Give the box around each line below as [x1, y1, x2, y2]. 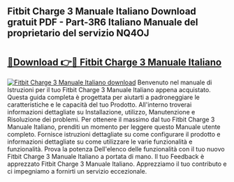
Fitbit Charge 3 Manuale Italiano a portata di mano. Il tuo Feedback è [7, 153, 205, 160]
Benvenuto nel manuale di [137, 78, 212, 86]
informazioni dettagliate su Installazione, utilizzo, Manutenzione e [7, 108, 196, 116]
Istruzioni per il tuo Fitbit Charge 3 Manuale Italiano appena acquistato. [7, 86, 211, 93]
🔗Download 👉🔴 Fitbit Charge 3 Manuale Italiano [7, 56, 222, 68]
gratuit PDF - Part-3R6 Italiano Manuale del [7, 17, 198, 29]
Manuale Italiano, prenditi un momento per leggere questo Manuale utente [7, 123, 221, 131]
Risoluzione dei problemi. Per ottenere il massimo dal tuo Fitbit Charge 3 [7, 115, 215, 123]
